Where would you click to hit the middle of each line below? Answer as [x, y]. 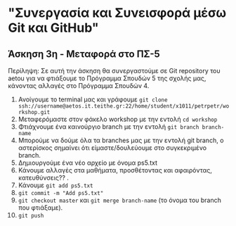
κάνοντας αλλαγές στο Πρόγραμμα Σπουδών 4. [79, 86]
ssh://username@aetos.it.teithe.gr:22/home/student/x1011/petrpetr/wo [124, 106]
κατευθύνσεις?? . [44, 178]
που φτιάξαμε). [40, 208]
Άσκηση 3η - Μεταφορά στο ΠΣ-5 [84, 54]
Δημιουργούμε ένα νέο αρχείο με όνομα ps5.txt [87, 163]
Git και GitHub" [53, 28]
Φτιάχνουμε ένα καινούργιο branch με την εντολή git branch [109, 127]
